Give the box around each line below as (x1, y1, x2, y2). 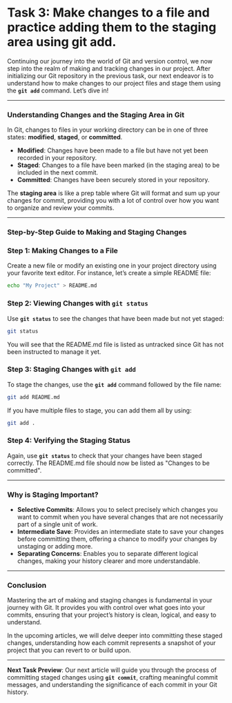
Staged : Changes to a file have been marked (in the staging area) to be (17, 161, 220, 170)
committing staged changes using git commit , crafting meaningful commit (7, 673, 218, 682)
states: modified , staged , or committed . (7, 133, 123, 141)
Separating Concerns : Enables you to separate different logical (17, 550, 198, 558)
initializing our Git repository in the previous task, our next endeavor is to (7, 71, 214, 80)
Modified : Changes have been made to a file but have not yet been (17, 146, 209, 155)
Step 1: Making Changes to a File (7, 246, 119, 256)
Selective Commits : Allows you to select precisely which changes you (17, 506, 218, 514)
